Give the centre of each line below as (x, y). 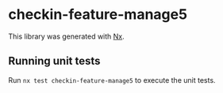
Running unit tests (54, 61)
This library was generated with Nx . (66, 36)
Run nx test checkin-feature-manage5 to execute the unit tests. (112, 80)
